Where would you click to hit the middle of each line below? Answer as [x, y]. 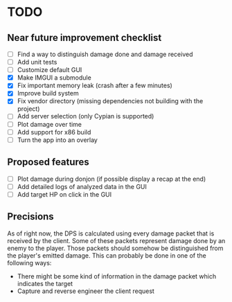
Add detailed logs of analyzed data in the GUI [82, 186]
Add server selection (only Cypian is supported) [86, 116]
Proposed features [48, 162]
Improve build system [48, 94]
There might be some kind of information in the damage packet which [117, 276]
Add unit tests [37, 62]
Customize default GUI [50, 70]
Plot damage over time [49, 124]
